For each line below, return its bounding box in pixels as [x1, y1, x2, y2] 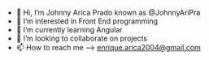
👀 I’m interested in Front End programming [15, 16, 159, 26]
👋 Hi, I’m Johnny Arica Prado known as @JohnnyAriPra [15, 8, 201, 17]
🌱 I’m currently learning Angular [15, 25, 124, 34]
